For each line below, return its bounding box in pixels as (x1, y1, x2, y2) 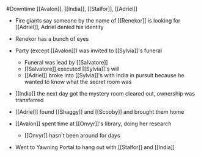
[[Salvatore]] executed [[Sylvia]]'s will (24, 65, 120, 72)
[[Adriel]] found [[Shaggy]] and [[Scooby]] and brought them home (15, 108, 185, 115)
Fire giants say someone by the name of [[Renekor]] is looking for (15, 17, 181, 24)
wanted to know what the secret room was (24, 78, 132, 85)
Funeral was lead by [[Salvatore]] (24, 59, 108, 66)
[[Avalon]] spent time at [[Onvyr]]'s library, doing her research (15, 120, 172, 127)
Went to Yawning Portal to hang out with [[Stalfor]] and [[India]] (15, 144, 175, 151)
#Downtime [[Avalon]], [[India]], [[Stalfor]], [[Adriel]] (6, 5, 137, 12)
